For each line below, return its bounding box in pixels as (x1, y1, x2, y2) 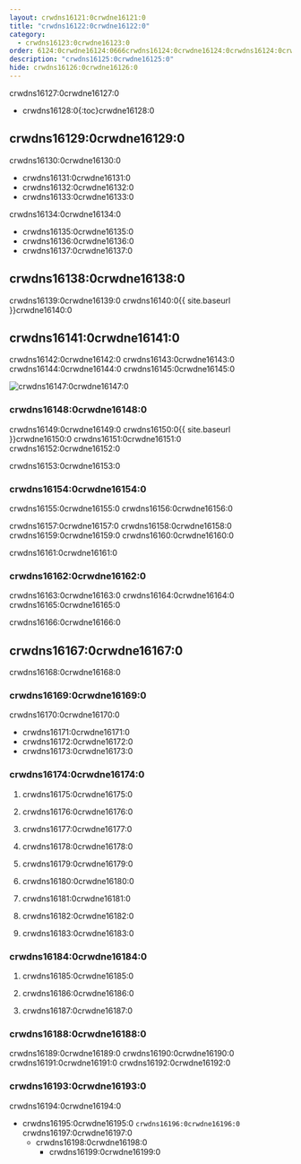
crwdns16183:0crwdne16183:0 (21, 927, 134, 938)
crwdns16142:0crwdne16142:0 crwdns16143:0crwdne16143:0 (9, 354, 236, 365)
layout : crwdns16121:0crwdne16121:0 (9, 13, 146, 22)
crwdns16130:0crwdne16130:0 (9, 154, 121, 166)
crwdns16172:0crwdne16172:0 (21, 736, 133, 747)
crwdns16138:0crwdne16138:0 (9, 271, 185, 287)
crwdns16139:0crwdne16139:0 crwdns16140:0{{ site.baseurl (9, 295, 231, 306)
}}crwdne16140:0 (9, 304, 73, 315)
